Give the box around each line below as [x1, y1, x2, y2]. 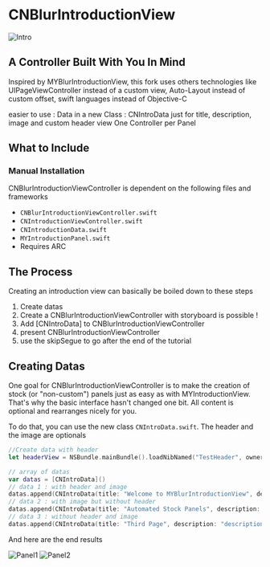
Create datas [19, 302, 63, 312]
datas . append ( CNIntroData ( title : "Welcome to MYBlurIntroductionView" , [8, 490, 253, 499]
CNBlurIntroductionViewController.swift [19, 209, 157, 218]
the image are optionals [8, 430, 87, 440]
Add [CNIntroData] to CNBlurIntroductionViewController [19, 319, 205, 328]
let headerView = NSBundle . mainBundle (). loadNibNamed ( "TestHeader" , [8, 453, 243, 461]
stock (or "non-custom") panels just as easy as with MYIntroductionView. [8, 390, 251, 399]
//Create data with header [8, 446, 99, 455]
